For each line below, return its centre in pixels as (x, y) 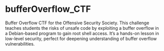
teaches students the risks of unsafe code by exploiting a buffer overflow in (82, 28)
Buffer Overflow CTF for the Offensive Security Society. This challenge (77, 23)
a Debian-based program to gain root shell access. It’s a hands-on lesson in (82, 33)
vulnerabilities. (20, 44)
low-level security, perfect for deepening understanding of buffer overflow (81, 39)
